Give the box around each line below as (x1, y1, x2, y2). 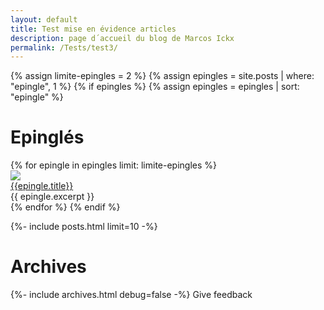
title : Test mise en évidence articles (10, 24, 177, 34)
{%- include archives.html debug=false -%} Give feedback (10, 289, 253, 301)
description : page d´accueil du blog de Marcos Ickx (10, 33, 235, 43)
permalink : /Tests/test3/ (10, 42, 118, 53)
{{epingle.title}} (10, 180, 74, 192)
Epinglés (10, 126, 85, 149)
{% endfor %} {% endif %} (10, 201, 121, 213)
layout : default (10, 14, 78, 25)
